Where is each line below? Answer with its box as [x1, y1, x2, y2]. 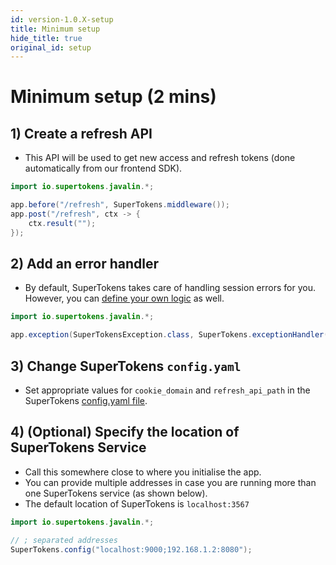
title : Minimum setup [10, 24, 101, 34]
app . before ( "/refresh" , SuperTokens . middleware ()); [10, 200, 230, 210]
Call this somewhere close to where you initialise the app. [24, 466, 262, 478]
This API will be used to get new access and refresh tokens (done [24, 152, 296, 164]
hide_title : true [10, 33, 83, 43]
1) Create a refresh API [10, 125, 153, 142]
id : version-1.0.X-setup [10, 14, 114, 25]
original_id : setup [10, 42, 92, 53]
